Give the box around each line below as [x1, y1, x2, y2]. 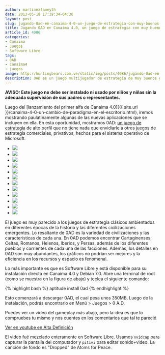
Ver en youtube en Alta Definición [5, 324, 74, 330]
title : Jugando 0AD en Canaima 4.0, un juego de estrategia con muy [5, 26, 148, 30]
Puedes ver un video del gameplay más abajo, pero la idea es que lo [5, 309, 143, 315]
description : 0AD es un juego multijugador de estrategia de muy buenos [5, 76, 157, 81]
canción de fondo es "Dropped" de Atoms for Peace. [5, 344, 112, 350]
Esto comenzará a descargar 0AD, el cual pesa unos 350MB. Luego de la [5, 295, 153, 300]
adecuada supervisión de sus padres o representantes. [5, 94, 120, 100]
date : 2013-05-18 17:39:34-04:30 [5, 12, 74, 17]
